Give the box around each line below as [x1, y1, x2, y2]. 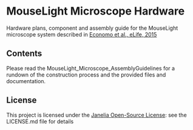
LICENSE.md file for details [6, 117, 74, 125]
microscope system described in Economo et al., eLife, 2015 [6, 30, 157, 38]
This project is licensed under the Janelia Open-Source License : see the [6, 111, 187, 118]
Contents [6, 49, 42, 59]
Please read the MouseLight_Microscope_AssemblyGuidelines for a [6, 64, 175, 72]
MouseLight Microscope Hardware [6, 4, 185, 18]
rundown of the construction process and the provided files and [6, 71, 166, 78]
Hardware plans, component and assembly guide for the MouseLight [6, 24, 178, 32]
